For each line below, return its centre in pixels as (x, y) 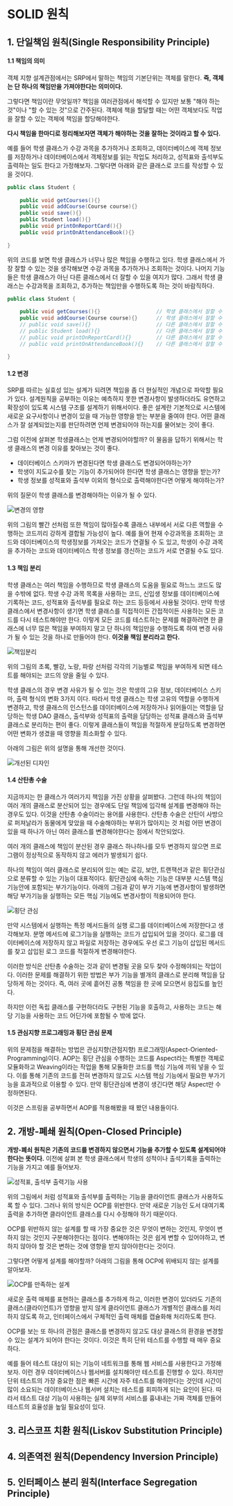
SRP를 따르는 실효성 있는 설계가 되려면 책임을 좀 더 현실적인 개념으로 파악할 (109, 390)
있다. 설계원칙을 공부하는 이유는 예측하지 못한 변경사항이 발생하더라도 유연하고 (120, 399)
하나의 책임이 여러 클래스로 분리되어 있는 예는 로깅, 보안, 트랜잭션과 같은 (104, 870)
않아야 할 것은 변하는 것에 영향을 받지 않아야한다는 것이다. (97, 1246)
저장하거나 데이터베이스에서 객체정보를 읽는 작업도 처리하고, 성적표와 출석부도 (119, 156)
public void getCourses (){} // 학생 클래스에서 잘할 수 (121, 312)
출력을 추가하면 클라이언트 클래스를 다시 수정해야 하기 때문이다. (93, 1214)
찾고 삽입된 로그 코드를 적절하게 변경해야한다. (76, 951)
